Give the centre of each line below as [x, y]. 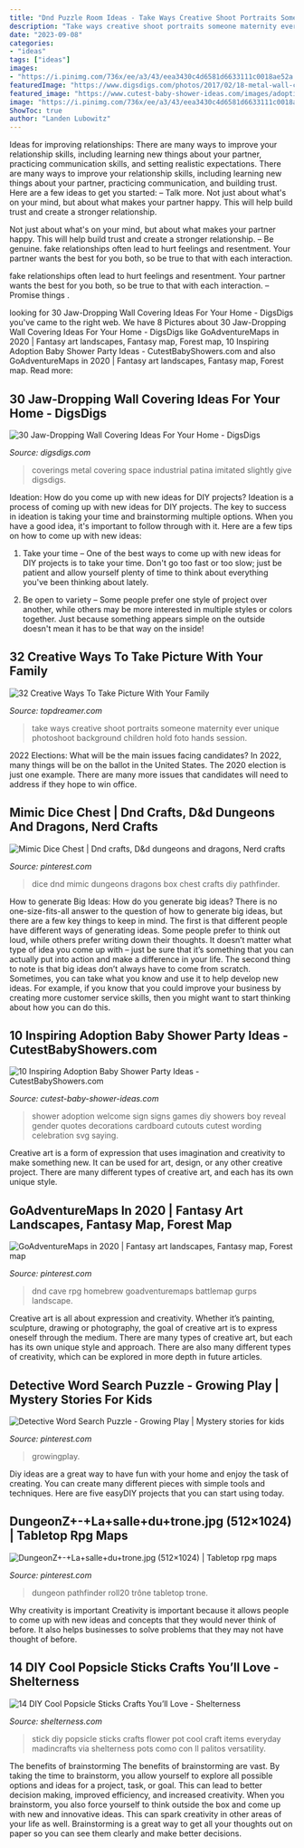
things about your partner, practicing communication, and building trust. [143, 183]
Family [28, 671]
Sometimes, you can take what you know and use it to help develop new [144, 978]
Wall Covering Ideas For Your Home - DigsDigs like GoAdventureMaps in [144, 332]
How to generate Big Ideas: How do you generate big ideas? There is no [143, 901]
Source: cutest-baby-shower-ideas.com [84, 1099]
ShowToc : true [36, 111]
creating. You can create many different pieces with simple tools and [137, 1483]
